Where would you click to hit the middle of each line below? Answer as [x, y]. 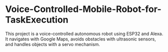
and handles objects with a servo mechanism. [53, 44]
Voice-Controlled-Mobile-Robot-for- [83, 9]
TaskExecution [37, 20]
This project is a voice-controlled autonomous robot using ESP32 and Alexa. [84, 33]
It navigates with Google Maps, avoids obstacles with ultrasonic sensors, [81, 39]
